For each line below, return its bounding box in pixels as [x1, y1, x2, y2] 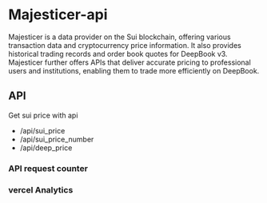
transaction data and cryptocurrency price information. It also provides [8, 40, 241, 50]
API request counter [8, 162, 88, 173]
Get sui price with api [8, 110, 78, 120]
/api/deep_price [19, 142, 73, 153]
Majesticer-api [8, 6, 108, 24]
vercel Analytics [8, 184, 74, 195]
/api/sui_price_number [19, 134, 94, 144]
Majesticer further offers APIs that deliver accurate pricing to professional [8, 58, 252, 67]
